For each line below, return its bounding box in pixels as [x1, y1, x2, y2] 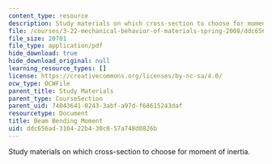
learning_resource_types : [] [8, 65, 107, 73]
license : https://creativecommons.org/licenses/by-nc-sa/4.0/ [8, 72, 223, 80]
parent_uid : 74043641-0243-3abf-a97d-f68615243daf [8, 102, 183, 110]
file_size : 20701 [8, 34, 67, 43]
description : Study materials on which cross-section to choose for [8, 19, 244, 27]
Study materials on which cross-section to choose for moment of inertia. [8, 146, 251, 156]
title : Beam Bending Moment [8, 117, 104, 125]
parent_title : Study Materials [8, 86, 114, 95]
